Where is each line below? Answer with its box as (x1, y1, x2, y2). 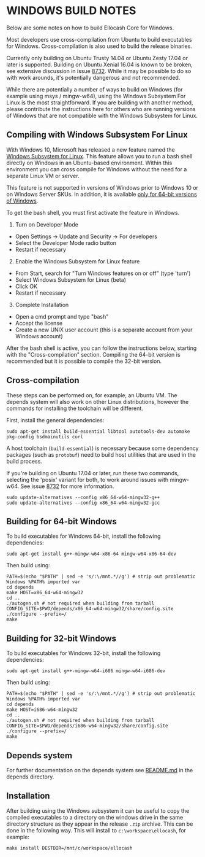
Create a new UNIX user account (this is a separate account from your (15, 326, 193, 333)
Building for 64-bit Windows (6, 516, 117, 527)
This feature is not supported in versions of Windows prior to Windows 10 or (6, 184, 199, 191)
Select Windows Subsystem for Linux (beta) (15, 276, 127, 283)
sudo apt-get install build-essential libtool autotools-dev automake (6, 428, 190, 435)
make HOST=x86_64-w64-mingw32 (6, 590, 84, 596)
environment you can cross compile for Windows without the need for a (6, 165, 187, 173)
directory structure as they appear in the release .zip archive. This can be (6, 820, 193, 828)
